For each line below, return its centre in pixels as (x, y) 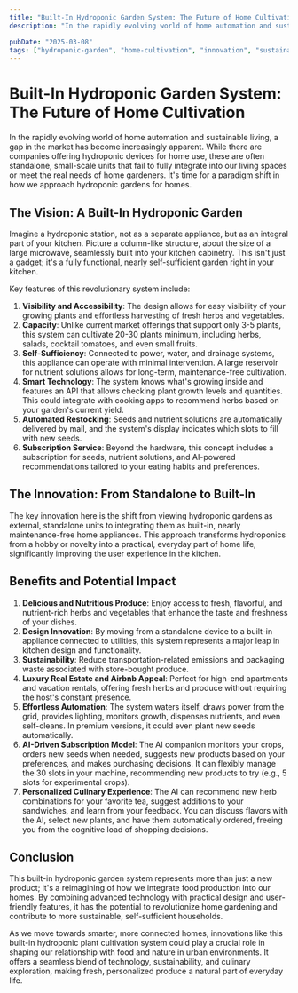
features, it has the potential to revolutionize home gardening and (158, 907)
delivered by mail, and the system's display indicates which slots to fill (150, 429)
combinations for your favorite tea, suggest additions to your (133, 801)
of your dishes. (50, 622)
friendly (24, 907)
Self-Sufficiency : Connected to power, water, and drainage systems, (148, 353)
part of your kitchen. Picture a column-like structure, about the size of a (140, 243)
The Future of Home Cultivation (127, 113)
